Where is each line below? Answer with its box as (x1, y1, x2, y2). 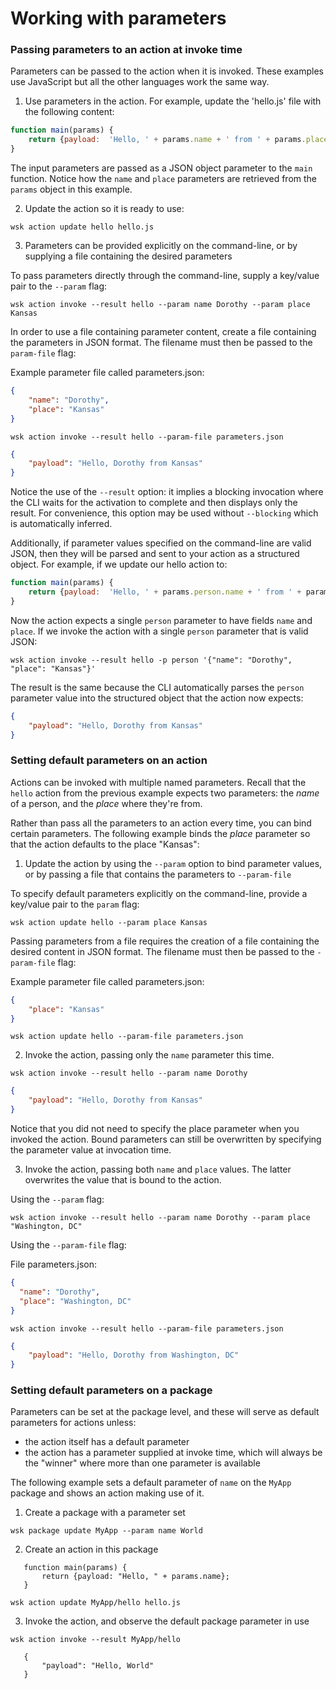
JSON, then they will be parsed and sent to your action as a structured (10, 548, 300, 560)
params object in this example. (10, 183, 133, 196)
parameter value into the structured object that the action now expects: (10, 692, 304, 704)
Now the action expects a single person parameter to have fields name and (10, 614, 313, 626)
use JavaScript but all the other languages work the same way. (10, 76, 270, 88)
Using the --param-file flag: (10, 1239, 127, 1251)
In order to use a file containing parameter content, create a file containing (10, 326, 317, 338)
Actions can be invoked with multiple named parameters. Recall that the (10, 776, 307, 788)
